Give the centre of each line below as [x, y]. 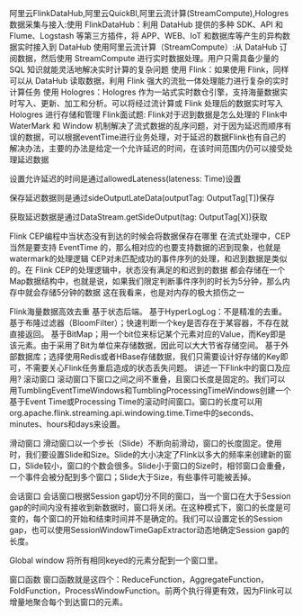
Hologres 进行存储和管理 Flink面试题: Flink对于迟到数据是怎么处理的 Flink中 [148, 114]
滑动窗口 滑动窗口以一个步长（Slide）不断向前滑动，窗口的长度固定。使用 [146, 443]
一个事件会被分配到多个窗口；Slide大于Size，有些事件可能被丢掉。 [133, 477]
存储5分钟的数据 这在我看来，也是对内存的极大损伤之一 [142, 292]
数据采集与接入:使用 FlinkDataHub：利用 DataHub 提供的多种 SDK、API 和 [147, 24]
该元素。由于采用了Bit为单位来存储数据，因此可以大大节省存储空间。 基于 [145, 345]
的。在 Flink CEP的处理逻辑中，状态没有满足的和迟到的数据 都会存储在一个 [147, 270]
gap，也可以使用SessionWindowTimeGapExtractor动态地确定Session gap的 [150, 530]
